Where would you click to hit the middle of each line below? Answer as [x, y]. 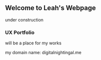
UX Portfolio [20, 32]
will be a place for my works [33, 43]
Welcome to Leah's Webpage [50, 8]
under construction [24, 20]
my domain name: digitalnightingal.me [43, 53]
